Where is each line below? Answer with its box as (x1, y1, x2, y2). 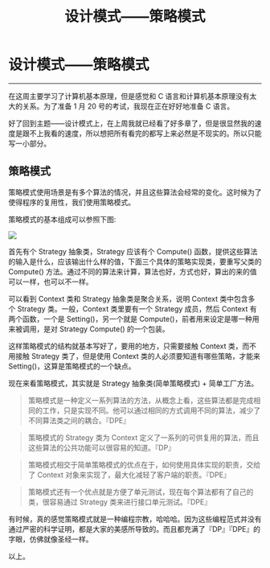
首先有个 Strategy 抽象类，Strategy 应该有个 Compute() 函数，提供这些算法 (8, 246, 258, 256)
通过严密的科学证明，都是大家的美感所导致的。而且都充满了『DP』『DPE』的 (8, 524, 261, 533)
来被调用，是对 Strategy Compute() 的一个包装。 (8, 323, 170, 334)
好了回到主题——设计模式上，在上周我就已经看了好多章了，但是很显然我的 (8, 118, 255, 128)
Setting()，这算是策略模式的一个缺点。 (8, 361, 136, 371)
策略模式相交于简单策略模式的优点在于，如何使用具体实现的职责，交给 (27, 459, 261, 469)
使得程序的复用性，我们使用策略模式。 (8, 197, 135, 207)
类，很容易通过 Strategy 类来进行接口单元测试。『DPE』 (27, 496, 211, 507)
